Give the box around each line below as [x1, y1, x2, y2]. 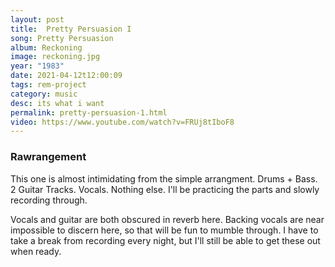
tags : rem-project [10, 80, 87, 90]
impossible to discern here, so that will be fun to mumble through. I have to [10, 224, 319, 236]
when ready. [10, 245, 62, 257]
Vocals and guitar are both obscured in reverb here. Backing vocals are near [10, 213, 325, 225]
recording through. [10, 194, 88, 206]
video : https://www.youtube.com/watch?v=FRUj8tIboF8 [10, 117, 235, 127]
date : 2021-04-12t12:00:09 [10, 71, 123, 81]
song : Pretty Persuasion [10, 33, 114, 43]
